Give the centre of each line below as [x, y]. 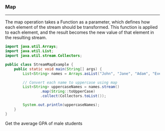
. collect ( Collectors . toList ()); [73, 96]
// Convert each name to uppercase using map [70, 82]
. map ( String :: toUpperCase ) [68, 91]
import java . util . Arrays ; [31, 47]
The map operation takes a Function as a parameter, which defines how [78, 22]
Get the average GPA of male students [44, 123]
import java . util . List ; [29, 51]
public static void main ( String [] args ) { [58, 69]
